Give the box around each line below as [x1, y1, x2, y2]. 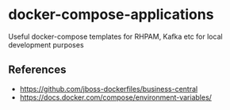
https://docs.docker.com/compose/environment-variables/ [19, 93, 213, 102]
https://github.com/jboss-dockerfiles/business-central [19, 84, 198, 93]
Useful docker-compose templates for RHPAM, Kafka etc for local [8, 32, 224, 41]
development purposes [8, 40, 85, 49]
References [8, 63, 67, 77]
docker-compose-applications [8, 6, 214, 24]
